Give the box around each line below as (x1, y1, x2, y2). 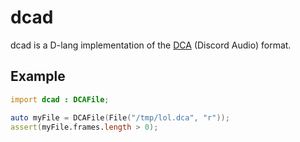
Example (10, 68, 66, 85)
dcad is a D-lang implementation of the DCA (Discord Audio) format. (10, 39, 292, 51)
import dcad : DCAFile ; (10, 94, 110, 105)
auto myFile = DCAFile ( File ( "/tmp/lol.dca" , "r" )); (10, 112, 230, 123)
